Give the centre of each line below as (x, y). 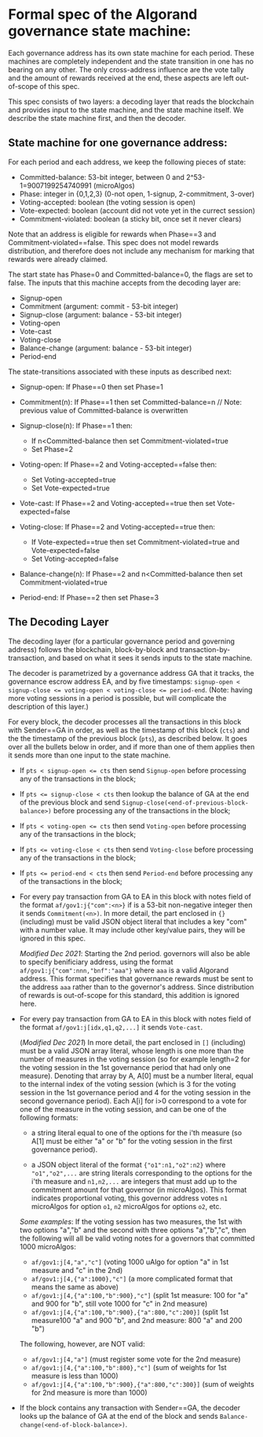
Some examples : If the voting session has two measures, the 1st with (131, 1221)
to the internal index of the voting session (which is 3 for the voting (128, 1084)
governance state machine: (100, 31)
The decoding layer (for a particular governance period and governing (122, 641)
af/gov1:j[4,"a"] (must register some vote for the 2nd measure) (136, 1359)
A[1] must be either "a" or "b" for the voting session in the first (132, 1141)
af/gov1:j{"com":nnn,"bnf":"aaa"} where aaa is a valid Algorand (124, 970)
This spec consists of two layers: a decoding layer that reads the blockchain (131, 101)
